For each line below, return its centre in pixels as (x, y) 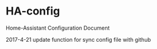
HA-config (33, 11)
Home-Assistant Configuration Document (58, 28)
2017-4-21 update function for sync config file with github (78, 39)
